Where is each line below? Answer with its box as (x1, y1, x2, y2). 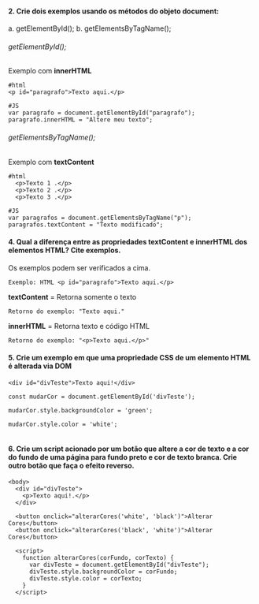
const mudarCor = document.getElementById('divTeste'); (8, 393, 195, 401)
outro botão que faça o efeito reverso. (8, 460, 135, 470)
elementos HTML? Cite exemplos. (8, 245, 121, 255)
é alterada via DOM (8, 361, 72, 371)
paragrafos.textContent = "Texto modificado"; (8, 221, 164, 229)
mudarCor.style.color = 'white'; (8, 420, 118, 429)
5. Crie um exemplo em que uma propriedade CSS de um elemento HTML (8, 353, 251, 363)
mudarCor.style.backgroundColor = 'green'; (8, 407, 154, 415)
